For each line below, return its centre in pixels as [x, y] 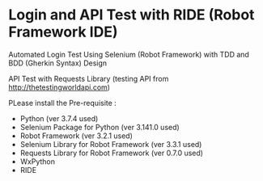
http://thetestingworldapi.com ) [59, 87]
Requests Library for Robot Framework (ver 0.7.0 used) [112, 153]
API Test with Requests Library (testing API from [89, 78]
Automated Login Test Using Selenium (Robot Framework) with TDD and [129, 54]
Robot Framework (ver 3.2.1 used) [76, 136]
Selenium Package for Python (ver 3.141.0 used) [100, 127]
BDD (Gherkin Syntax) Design [58, 63]
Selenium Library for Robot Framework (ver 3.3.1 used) [111, 144]
